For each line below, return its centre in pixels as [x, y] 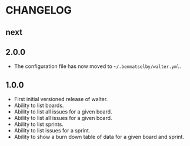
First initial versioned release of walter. [61, 99]
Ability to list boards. [39, 106]
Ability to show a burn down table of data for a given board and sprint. [99, 137]
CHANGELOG [39, 10]
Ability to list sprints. [39, 124]
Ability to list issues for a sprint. [52, 131]
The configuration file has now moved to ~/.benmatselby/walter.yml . [97, 66]
